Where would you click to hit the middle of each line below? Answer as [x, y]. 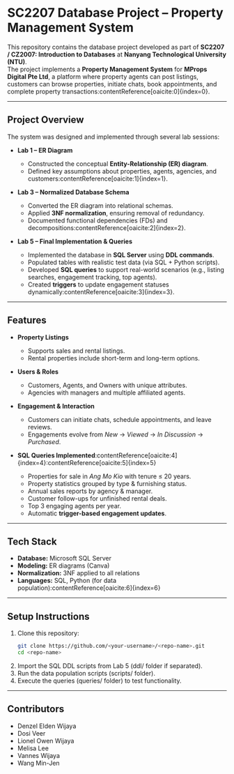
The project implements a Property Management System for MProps [107, 69]
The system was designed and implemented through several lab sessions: [114, 137]
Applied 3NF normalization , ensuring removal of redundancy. [116, 213]
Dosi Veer [31, 733]
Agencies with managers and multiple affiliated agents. [107, 393]
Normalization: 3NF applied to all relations [79, 573]
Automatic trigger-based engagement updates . [97, 513]
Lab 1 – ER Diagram [45, 150]
